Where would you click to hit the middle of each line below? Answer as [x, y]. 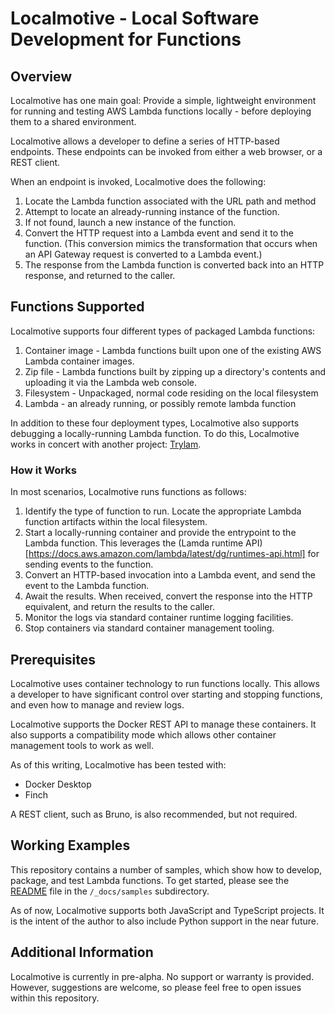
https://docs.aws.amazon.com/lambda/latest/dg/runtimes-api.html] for [174, 554]
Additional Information [82, 952]
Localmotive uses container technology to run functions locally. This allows [165, 683]
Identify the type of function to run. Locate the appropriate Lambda [163, 511]
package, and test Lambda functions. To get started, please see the [150, 880]
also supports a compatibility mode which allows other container [143, 734]
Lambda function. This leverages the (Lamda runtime [134, 543]
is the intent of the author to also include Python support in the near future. [164, 921]
